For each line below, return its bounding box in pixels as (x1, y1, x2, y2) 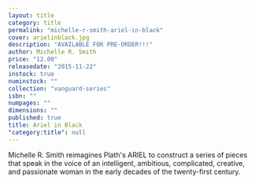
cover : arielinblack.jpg (8, 33, 90, 42)
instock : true (8, 70, 55, 78)
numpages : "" (8, 99, 51, 107)
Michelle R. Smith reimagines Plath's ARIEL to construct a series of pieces (8, 150, 248, 160)
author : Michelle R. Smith (8, 48, 97, 56)
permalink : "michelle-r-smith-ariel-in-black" (8, 26, 164, 34)
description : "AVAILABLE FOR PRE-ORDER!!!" (8, 41, 153, 49)
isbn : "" (8, 92, 37, 100)
